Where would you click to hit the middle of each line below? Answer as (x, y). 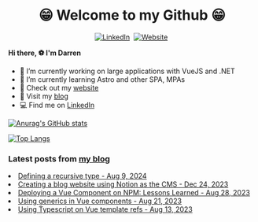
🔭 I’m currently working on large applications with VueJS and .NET (127, 71)
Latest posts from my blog (59, 158)
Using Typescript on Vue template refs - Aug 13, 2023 (105, 209)
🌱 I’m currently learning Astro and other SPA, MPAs (102, 79)
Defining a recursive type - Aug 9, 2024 (83, 176)
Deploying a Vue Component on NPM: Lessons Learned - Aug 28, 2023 (134, 193)
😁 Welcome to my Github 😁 (132, 15)
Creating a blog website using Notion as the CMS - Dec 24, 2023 (123, 184)
